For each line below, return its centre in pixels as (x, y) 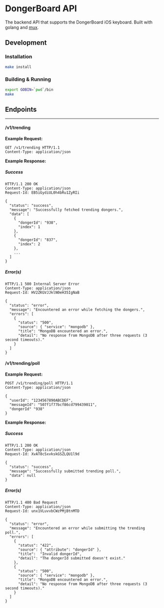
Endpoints (21, 109)
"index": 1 (29, 227)
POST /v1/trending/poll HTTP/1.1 (39, 383)
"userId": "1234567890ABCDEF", (41, 400)
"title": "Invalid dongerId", (50, 554)
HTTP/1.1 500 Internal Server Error (42, 284)
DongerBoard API (41, 9)
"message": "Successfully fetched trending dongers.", (66, 210)
